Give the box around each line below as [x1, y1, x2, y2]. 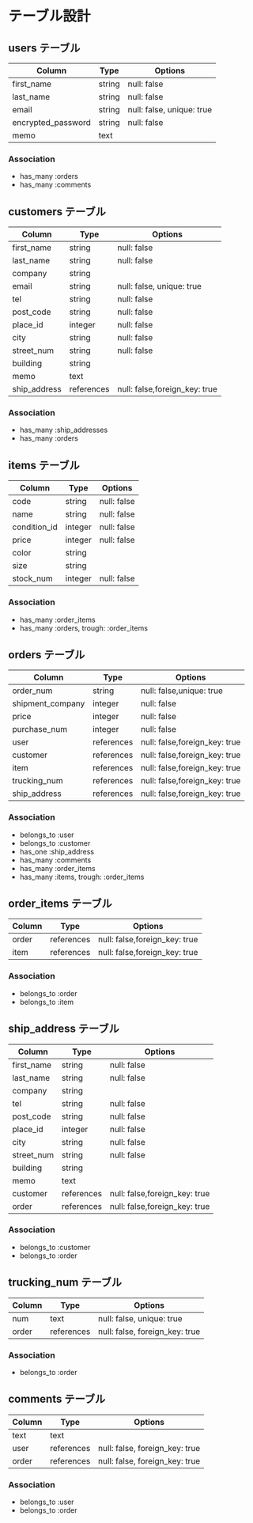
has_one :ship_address [19, 847, 95, 856]
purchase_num [12, 724, 68, 735]
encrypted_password [12, 117, 91, 127]
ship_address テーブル [8, 1022, 120, 1036]
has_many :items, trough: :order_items [19, 872, 145, 881]
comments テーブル [8, 1392, 106, 1406]
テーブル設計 [8, 7, 91, 25]
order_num [12, 685, 53, 696]
